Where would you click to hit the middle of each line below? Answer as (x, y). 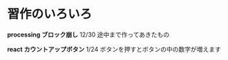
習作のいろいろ (50, 14)
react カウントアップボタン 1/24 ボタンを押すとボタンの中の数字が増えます (114, 49)
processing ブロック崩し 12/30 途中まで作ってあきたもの (88, 34)
